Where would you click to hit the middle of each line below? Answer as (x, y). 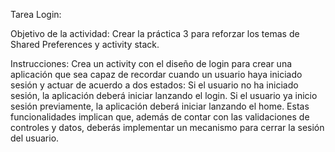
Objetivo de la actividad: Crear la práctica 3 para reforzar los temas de (155, 33)
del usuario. (35, 138)
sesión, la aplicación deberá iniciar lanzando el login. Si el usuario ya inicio (164, 95)
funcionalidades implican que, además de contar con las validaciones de (160, 117)
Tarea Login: (36, 14)
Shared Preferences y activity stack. (85, 44)
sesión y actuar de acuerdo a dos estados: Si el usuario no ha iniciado (154, 85)
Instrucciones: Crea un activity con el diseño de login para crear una (151, 63)
